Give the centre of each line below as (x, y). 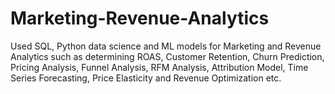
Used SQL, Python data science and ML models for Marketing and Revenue (166, 46)
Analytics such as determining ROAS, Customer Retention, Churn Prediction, (167, 56)
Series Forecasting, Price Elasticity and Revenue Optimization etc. (146, 78)
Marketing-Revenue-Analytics (140, 18)
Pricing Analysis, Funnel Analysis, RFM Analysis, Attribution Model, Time (159, 67)
